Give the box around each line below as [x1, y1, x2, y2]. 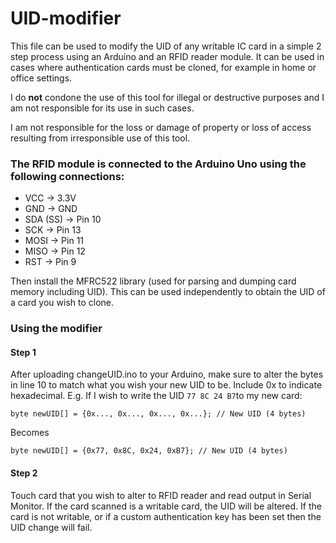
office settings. [10, 72, 73, 84]
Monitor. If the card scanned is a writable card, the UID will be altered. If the [10, 500, 322, 512]
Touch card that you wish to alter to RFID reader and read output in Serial [10, 489, 312, 501]
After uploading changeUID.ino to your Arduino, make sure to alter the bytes [10, 368, 324, 381]
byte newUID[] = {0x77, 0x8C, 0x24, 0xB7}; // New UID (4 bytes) [10, 446, 288, 456]
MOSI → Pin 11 [24, 235, 85, 247]
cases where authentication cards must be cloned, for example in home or [10, 61, 317, 73]
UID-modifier [10, 7, 122, 30]
